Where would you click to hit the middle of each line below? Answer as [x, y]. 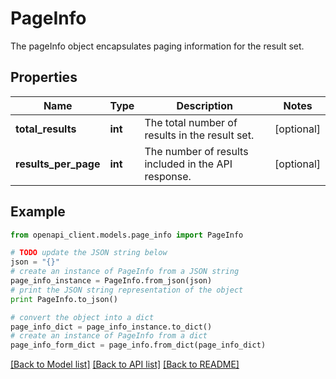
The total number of [191, 122]
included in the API [188, 164]
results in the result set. [199, 135]
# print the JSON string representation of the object [127, 290]
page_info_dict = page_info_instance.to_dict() [111, 327]
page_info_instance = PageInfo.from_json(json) [111, 281]
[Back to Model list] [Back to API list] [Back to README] [125, 364]
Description [204, 105]
